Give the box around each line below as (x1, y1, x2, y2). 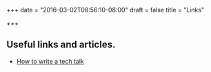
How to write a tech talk (16, 57, 84, 65)
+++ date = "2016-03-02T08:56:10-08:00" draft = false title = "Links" (6, 6, 205, 14)
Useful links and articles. (6, 39, 116, 51)
